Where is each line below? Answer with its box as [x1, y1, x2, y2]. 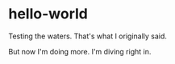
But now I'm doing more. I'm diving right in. [8, 46, 152, 56]
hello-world [8, 5, 89, 23]
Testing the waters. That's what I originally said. [8, 31, 168, 41]
